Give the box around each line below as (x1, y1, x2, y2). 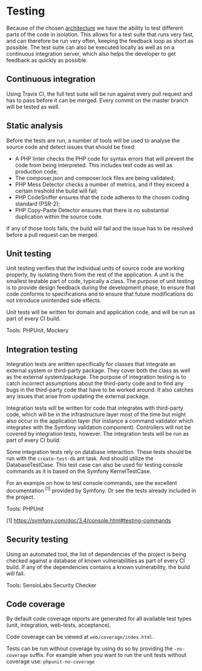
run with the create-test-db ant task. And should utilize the (6, 455, 154, 462)
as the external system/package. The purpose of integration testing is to (6, 373, 186, 381)
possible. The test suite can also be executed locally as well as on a (6, 44, 175, 51)
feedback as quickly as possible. (6, 56, 88, 64)
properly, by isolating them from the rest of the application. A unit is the (6, 271, 184, 278)
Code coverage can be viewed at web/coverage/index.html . (6, 633, 154, 641)
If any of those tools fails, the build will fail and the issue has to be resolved (6, 224, 194, 232)
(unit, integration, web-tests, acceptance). (6, 621, 111, 629)
